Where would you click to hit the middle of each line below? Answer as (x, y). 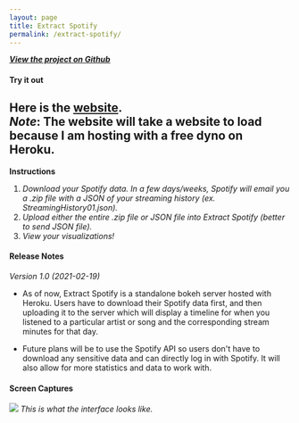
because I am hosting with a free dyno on (126, 136)
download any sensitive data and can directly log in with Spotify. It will (151, 358)
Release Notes (37, 256)
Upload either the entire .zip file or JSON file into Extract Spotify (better (154, 217)
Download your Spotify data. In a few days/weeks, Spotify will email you (156, 188)
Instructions (33, 171)
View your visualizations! (68, 236)
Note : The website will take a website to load (136, 122)
